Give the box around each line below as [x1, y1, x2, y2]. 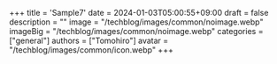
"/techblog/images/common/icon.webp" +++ [9, 45, 174, 55]
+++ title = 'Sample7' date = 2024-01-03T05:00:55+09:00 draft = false [9, 8, 269, 18]
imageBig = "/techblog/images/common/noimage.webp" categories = [9, 26, 264, 36]
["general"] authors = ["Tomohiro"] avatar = [9, 35, 169, 46]
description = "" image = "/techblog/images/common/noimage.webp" [9, 17, 264, 27]
